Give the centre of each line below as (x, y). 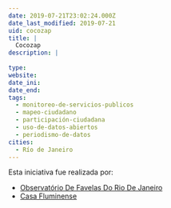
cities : (21, 142)
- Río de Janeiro (44, 150)
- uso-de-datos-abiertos (57, 127)
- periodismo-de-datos (53, 134)
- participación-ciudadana (60, 120)
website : (23, 75)
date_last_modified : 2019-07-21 (62, 23)
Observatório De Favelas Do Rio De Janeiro (91, 188)
